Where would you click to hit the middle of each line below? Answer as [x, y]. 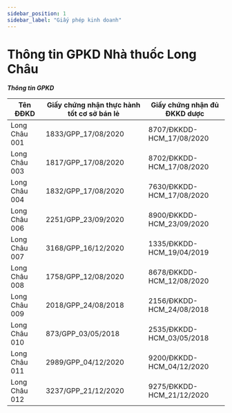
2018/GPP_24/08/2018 [85, 305]
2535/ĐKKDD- [173, 329]
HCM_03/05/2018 [178, 338]
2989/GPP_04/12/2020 [85, 362]
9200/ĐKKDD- [173, 358]
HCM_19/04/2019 [178, 253]
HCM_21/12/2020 [178, 395]
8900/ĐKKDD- [173, 215]
